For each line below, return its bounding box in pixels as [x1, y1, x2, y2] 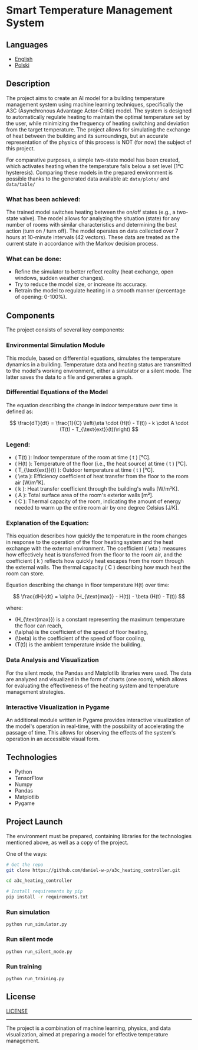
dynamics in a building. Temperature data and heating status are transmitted [6, 360, 192, 368]
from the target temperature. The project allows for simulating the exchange [6, 125, 190, 133]
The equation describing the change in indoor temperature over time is [6, 401, 178, 408]
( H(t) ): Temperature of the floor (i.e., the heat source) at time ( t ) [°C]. [14, 460, 187, 468]
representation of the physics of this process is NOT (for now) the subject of [6, 139, 192, 146]
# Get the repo [6, 862, 44, 868]
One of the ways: [6, 850, 48, 857]
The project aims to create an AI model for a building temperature [6, 94, 165, 101]
